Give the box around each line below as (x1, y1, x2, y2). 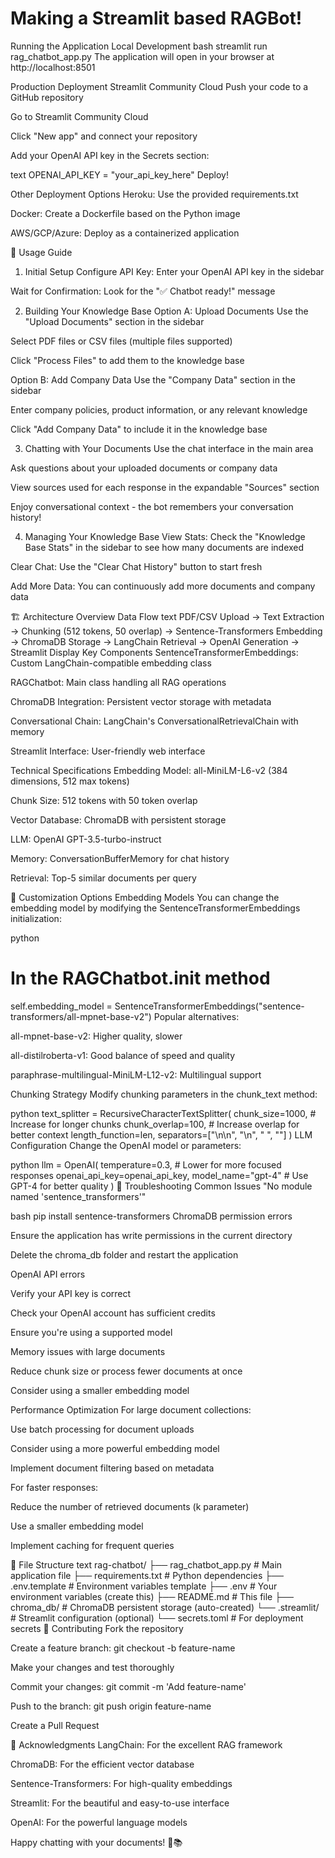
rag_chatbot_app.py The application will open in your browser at (10, 50, 275, 62)
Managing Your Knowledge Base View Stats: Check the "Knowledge (24, 530, 306, 542)
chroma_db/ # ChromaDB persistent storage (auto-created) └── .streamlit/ (10, 1601, 320, 1613)
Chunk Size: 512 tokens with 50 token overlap (10, 794, 198, 806)
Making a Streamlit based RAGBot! (10, 7, 303, 30)
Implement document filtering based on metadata (10, 1462, 215, 1474)
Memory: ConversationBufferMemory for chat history (10, 852, 230, 864)
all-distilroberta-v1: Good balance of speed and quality (10, 1049, 236, 1061)
